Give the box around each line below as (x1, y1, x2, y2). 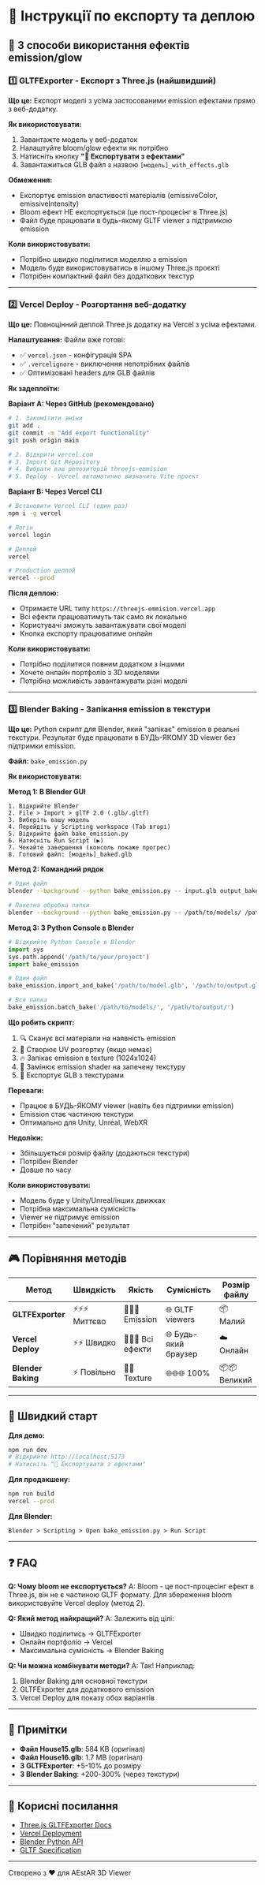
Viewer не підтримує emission (19, 1212, 120, 1222)
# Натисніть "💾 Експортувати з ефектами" (8, 1461, 147, 1469)
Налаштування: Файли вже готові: (8, 335, 125, 345)
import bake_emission (8, 960, 80, 969)
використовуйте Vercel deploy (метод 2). (8, 1598, 146, 1607)
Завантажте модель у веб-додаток (19, 134, 138, 144)
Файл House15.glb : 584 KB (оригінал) (19, 1744, 146, 1753)
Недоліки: (8, 1133, 43, 1142)
